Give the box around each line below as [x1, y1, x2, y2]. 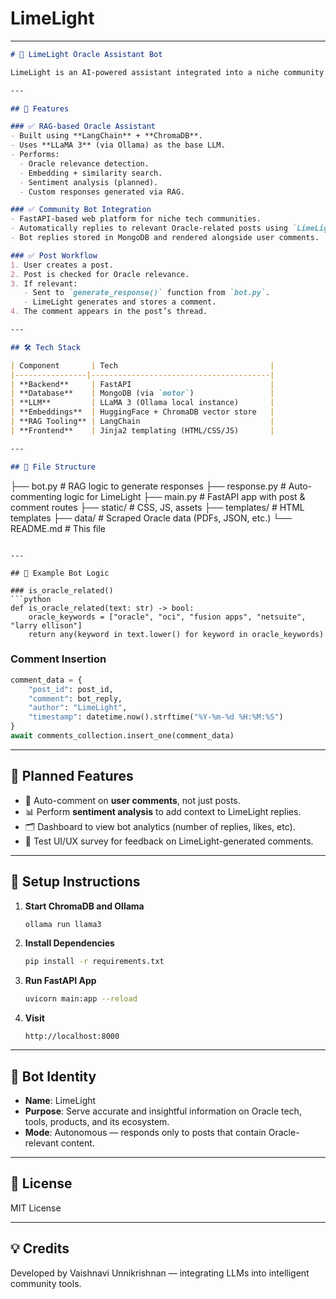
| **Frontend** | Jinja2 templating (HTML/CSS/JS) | [10, 425, 275, 436]
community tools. [10, 1277, 82, 1289]
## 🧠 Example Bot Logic [10, 568, 110, 578]
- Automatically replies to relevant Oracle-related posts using [10, 223, 288, 234]
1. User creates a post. [10, 260, 114, 270]
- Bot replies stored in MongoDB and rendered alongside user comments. [10, 233, 320, 243]
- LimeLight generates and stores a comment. [23, 297, 217, 307]
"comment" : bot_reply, [28, 693, 123, 704]
